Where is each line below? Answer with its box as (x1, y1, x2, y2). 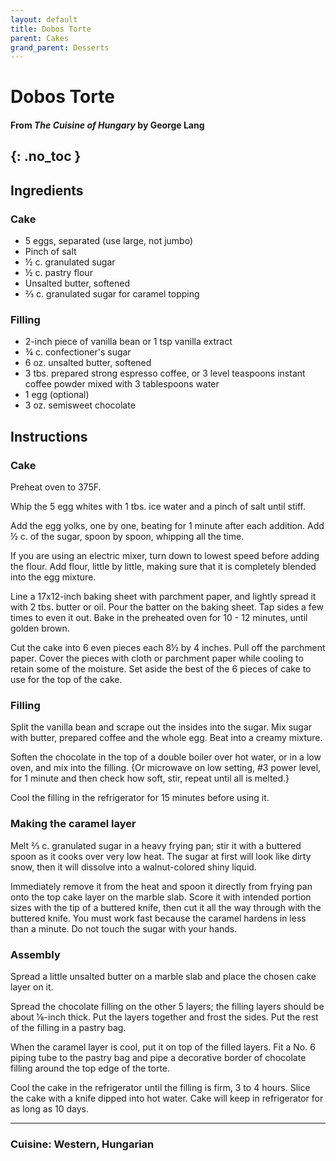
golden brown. (10, 622, 70, 635)
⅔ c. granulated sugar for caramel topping (24, 288, 200, 300)
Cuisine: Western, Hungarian (10, 1137, 155, 1151)
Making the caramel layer (10, 817, 137, 831)
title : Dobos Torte (10, 24, 92, 34)
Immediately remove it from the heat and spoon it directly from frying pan (10, 880, 313, 892)
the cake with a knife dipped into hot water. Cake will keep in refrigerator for (10, 1092, 324, 1104)
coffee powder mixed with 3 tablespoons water (24, 378, 220, 390)
